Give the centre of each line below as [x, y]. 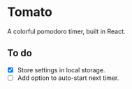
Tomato [30, 12]
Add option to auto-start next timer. [68, 78]
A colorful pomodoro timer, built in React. [66, 31]
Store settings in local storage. [61, 70]
